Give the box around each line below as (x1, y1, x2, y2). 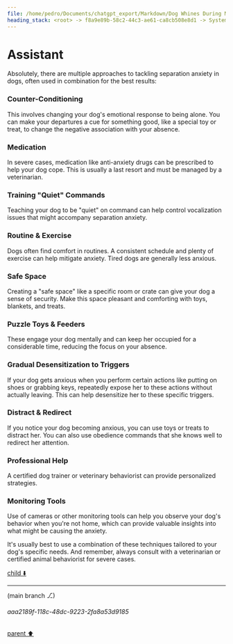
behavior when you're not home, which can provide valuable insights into (7, 520, 216, 528)
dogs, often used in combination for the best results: (7, 77, 157, 86)
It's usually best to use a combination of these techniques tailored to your (7, 540, 217, 549)
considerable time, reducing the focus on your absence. (7, 342, 168, 351)
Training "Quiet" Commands (7, 190, 105, 200)
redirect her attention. (7, 438, 69, 446)
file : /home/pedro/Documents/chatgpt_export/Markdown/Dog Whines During (7, 10, 222, 17)
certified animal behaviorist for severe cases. (7, 555, 137, 563)
